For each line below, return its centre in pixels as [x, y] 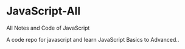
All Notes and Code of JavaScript [48, 28]
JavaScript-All [44, 11]
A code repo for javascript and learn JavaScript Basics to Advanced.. [93, 39]
